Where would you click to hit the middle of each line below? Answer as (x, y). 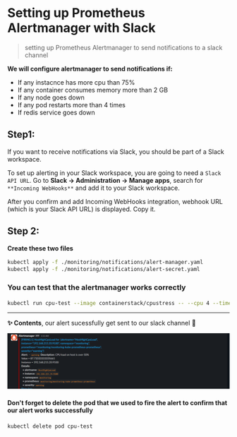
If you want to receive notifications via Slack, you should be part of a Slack (116, 151)
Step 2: (24, 231)
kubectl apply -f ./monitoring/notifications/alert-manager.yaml (105, 262)
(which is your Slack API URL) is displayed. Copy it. (81, 209)
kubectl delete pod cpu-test (50, 426)
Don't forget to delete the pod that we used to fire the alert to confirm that (117, 403)
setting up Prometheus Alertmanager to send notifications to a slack (123, 47)
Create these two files (41, 248)
